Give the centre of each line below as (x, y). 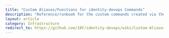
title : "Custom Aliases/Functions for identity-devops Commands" (75, 10)
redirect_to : (19, 28)
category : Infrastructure (32, 23)
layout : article (22, 19)
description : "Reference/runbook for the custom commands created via (81, 14)
